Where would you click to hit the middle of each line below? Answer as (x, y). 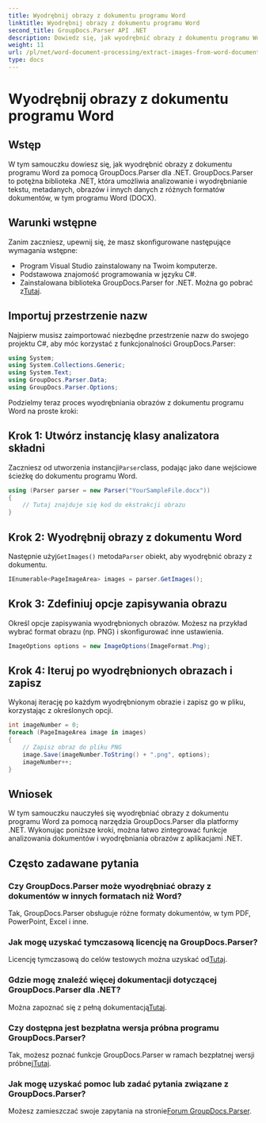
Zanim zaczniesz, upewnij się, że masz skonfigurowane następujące (120, 242)
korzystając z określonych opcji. (61, 711)
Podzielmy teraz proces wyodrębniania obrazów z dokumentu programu (126, 402)
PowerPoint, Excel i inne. (49, 922)
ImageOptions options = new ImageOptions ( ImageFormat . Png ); (110, 646)
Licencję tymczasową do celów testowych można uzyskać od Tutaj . (118, 960)
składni (27, 448)
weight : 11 (26, 45)
